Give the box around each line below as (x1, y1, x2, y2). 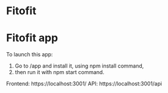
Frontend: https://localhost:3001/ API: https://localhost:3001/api (6, 80, 162, 87)
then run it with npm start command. (14, 69, 104, 76)
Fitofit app (6, 31, 58, 45)
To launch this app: (6, 51, 53, 58)
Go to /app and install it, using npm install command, (14, 62, 144, 69)
